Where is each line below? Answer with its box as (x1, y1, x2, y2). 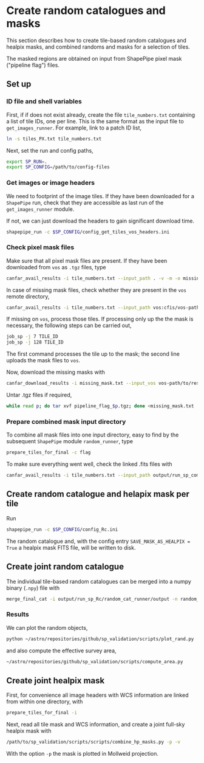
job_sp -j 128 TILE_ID (6, 339, 64, 345)
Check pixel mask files (6, 243, 75, 252)
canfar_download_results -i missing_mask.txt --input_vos (6, 381, 156, 387)
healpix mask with (6, 727, 52, 734)
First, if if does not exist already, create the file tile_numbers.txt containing (6, 111, 195, 119)
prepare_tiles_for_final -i (6, 709, 78, 716)
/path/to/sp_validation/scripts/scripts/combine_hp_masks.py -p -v (6, 739, 181, 745)
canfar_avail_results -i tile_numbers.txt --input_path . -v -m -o (6, 275, 181, 281)
